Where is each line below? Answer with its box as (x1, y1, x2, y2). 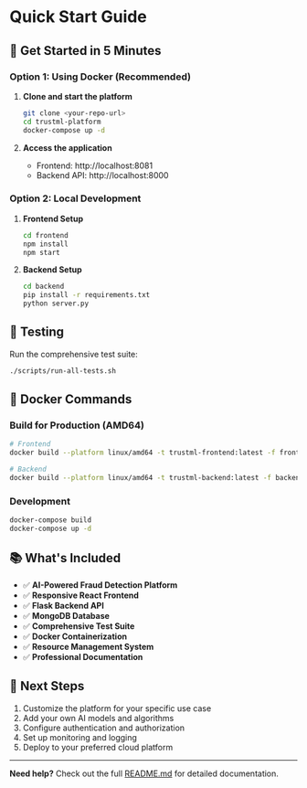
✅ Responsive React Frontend (22, 590, 140, 601)
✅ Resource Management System (22, 641, 154, 652)
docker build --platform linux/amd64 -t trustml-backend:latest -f (9, 474, 272, 483)
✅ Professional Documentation (22, 651, 143, 662)
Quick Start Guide (9, 6, 148, 27)
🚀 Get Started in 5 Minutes (9, 43, 162, 59)
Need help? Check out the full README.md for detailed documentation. (9, 768, 279, 779)
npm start (22, 248, 61, 257)
